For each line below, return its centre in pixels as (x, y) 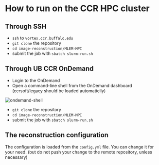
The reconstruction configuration (57, 135)
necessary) (16, 157)
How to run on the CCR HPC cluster (77, 8)
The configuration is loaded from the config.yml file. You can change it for (79, 147)
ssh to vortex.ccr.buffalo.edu (43, 38)
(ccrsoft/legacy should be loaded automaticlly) (59, 91)
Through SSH (26, 26)
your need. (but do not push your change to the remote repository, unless (79, 152)
